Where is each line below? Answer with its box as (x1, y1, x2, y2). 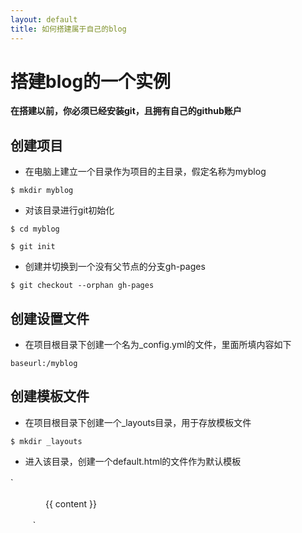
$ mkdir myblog (10, 186, 74, 196)
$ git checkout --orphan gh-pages (10, 281, 155, 291)
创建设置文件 (10, 310, 90, 327)
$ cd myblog (10, 224, 60, 235)
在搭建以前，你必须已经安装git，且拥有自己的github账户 (10, 105, 242, 117)
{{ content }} (44, 497, 97, 510)
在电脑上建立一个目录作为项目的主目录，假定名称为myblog (24, 166, 267, 178)
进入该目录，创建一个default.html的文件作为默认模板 (24, 455, 242, 467)
